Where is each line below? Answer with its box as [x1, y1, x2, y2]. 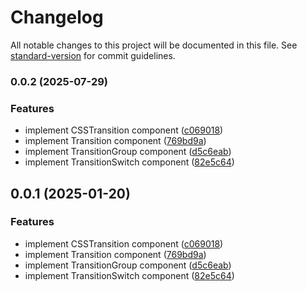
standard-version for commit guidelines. [10, 49, 176, 61]
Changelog [10, 6, 104, 29]
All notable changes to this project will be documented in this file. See [10, 39, 298, 51]
